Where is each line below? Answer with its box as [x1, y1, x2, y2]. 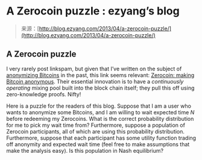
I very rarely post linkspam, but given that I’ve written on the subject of [6, 65, 182, 72]
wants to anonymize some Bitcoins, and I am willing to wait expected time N [6, 108, 195, 115]
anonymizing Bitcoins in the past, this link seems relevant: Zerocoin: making [6, 71, 195, 79]
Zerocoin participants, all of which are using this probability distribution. [6, 128, 185, 135]
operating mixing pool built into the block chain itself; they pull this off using [6, 84, 195, 91]
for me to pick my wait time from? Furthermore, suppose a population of [6, 122, 186, 129]
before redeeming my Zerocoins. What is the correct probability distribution [6, 115, 194, 122]
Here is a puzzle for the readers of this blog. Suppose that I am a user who [6, 102, 192, 109]
